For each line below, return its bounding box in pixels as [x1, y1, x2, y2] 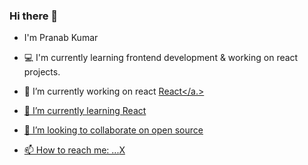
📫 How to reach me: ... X [23, 144, 126, 156]
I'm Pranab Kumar [23, 32, 99, 44]
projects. [23, 66, 61, 78]
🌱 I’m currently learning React [23, 105, 147, 117]
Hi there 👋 [9, 9, 59, 23]
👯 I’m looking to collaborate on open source [23, 124, 204, 136]
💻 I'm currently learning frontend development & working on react [23, 52, 299, 64]
